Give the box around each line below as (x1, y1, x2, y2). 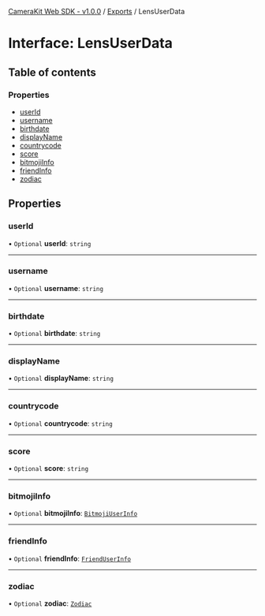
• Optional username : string (8, 283, 104, 293)
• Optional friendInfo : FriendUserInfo (8, 554, 132, 563)
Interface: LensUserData (8, 35, 174, 52)
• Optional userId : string (8, 238, 91, 248)
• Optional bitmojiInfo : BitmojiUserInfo (8, 509, 138, 518)
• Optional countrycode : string (8, 418, 113, 428)
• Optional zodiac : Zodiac (8, 599, 92, 608)
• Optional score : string (8, 464, 89, 473)
